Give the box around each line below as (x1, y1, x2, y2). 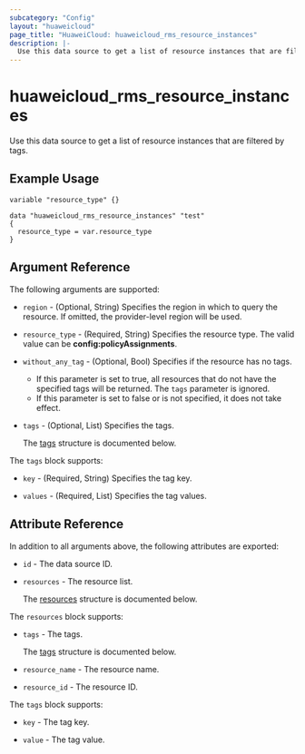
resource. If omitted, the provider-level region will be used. (22, 310, 242, 322)
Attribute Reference (9, 516, 124, 532)
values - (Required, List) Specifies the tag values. (22, 490, 207, 501)
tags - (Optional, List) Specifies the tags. (22, 419, 174, 431)
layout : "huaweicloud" (9, 22, 95, 31)
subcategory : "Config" (9, 13, 95, 23)
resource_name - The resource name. (22, 663, 160, 674)
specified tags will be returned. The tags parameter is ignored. (35, 383, 271, 394)
